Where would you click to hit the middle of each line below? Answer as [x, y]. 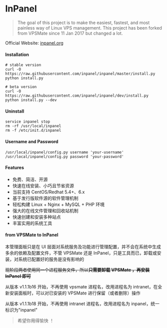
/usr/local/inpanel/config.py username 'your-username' [64, 152]
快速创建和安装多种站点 [36, 217]
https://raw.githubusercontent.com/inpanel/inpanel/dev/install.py [77, 96]
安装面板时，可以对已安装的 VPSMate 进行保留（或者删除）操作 [75, 293]
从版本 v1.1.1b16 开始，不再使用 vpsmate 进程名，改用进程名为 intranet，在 [81, 286]
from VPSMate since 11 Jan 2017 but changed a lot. [70, 33]
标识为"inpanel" [21, 310]
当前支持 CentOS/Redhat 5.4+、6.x [48, 192]
